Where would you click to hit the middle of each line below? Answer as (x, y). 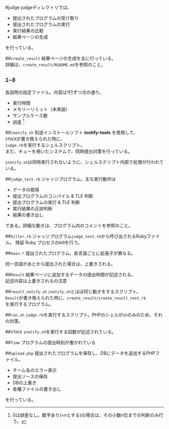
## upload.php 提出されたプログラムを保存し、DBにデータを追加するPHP (80, 353)
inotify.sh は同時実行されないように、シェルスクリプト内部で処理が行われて (84, 162)
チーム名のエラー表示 (34, 370)
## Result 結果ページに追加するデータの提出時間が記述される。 (70, 275)
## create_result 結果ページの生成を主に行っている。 (61, 58)
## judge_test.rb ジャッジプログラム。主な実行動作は (61, 179)
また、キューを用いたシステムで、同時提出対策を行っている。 (69, 151)
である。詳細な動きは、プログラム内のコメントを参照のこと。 (69, 226)
